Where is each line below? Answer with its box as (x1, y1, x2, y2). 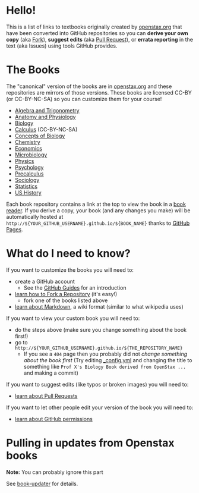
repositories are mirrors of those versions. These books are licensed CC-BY (6, 89, 192, 96)
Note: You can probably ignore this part (6, 468, 103, 476)
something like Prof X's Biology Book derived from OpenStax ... (23, 363, 186, 370)
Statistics (14, 183, 38, 190)
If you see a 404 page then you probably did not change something (23, 350, 188, 357)
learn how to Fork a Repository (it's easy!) (14, 290, 118, 297)
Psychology (14, 164, 44, 171)
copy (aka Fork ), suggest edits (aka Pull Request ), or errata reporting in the (6, 36, 193, 43)
